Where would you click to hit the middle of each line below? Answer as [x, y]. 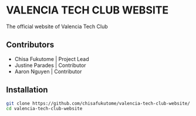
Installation [27, 90]
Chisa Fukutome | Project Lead [52, 59]
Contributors [30, 45]
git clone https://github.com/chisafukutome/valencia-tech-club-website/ [98, 103]
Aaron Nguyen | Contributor [48, 71]
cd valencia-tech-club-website [44, 109]
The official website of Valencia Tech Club [57, 26]
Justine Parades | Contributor [50, 65]
